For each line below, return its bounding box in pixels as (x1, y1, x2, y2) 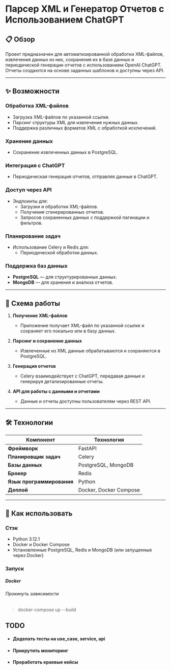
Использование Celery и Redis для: (12, 244, 89, 250)
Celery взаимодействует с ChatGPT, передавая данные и (20, 373, 145, 379)
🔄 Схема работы (5, 299, 60, 307)
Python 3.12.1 (12, 536, 40, 542)
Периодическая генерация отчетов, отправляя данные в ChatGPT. (12, 173, 158, 180)
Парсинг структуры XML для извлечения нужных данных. (12, 119, 139, 125)
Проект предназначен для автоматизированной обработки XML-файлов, (5, 51, 164, 57)
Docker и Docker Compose (12, 542, 70, 548)
